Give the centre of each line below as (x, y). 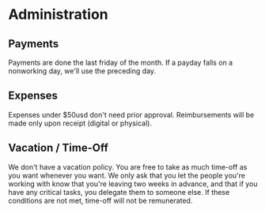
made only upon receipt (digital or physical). (80, 123)
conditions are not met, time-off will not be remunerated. (100, 200)
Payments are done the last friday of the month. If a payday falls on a (121, 62)
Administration (58, 15)
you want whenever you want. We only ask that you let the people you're (127, 175)
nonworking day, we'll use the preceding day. (82, 71)
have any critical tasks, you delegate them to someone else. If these (119, 192)
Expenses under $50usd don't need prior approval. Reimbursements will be (131, 114)
